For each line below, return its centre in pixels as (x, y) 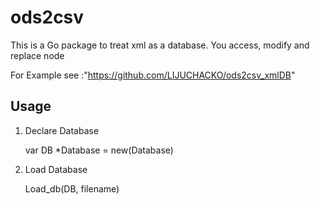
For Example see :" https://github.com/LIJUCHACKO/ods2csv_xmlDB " (153, 75)
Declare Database (62, 130)
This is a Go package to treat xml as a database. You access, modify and (160, 45)
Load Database (56, 169)
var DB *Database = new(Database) (99, 150)
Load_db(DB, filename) (72, 188)
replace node (37, 55)
